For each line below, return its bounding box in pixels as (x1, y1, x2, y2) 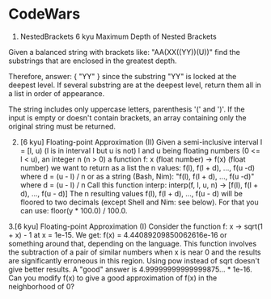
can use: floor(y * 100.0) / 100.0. (19, 205, 128, 215)
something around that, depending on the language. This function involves (8, 238, 257, 248)
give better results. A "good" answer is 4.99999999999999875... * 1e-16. (8, 264, 252, 274)
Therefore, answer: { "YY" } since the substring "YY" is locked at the (8, 71, 237, 81)
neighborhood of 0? (8, 281, 75, 291)
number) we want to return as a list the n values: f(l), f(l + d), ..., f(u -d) (19, 162, 256, 172)
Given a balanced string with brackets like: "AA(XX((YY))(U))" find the (8, 47, 241, 57)
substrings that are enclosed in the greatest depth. (8, 56, 177, 65)
